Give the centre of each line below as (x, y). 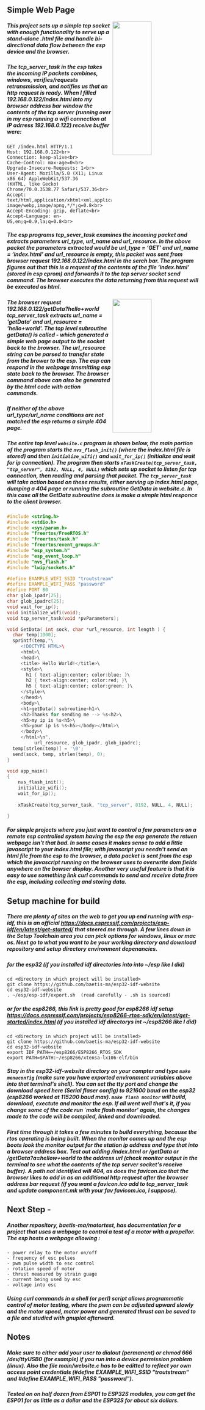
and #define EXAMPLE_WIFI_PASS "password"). (70, 1378)
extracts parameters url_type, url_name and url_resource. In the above (99, 241)
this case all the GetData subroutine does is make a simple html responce (102, 495)
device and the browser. (38, 51)
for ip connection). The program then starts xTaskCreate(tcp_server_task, (102, 463)
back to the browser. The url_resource (56, 347)
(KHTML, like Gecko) (33, 184)
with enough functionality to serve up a (58, 32)
